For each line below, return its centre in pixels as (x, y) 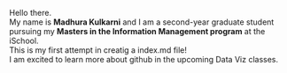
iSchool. (24, 40)
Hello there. (30, 13)
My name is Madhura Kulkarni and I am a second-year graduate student (142, 22)
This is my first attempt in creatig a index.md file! (98, 50)
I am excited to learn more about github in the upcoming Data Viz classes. (144, 59)
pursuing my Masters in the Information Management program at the (137, 31)
